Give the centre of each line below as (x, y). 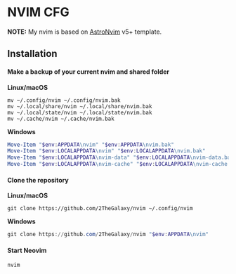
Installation (32, 54)
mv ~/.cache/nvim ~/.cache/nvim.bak (61, 119)
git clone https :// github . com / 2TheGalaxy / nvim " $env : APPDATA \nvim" (108, 235)
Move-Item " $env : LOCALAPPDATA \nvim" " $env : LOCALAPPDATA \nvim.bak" (106, 151)
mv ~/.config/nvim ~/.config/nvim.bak (64, 100)
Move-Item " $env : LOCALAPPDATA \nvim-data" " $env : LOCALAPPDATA (99, 158)
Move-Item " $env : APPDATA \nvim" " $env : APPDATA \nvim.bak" (91, 145)
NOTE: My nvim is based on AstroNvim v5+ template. (85, 32)
